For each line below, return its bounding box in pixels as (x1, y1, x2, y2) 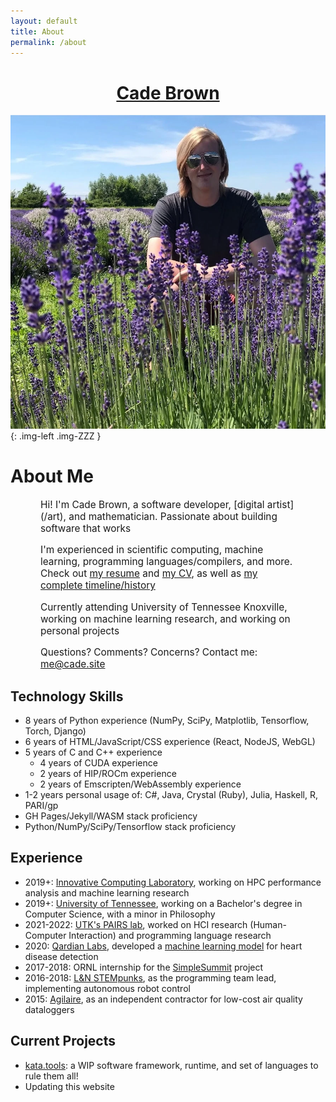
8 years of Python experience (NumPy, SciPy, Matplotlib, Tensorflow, (24, 714, 310, 726)
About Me (10, 465, 94, 488)
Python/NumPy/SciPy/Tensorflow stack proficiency (24, 820, 237, 832)
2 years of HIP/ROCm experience (39, 767, 177, 779)
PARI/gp (24, 799, 59, 811)
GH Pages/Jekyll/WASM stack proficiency (24, 810, 198, 822)
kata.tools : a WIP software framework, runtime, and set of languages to (24, 1059, 319, 1071)
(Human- (249, 918, 287, 930)
